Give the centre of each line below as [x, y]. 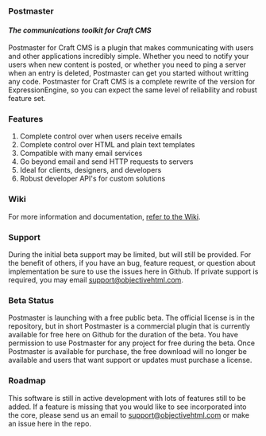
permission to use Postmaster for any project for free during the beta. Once [132, 343]
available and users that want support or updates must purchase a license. [130, 360]
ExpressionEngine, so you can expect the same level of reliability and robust [133, 90]
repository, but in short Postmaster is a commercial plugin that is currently [129, 326]
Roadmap [27, 381]
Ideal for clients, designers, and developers [91, 170]
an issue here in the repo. [50, 423]
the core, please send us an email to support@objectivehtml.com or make [129, 415]
